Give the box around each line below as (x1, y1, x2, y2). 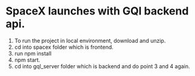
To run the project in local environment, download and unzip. (14, 37, 166, 44)
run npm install (14, 49, 52, 57)
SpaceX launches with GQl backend (5, 4, 189, 18)
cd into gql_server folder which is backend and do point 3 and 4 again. (14, 62, 191, 70)
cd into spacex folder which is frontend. (14, 43, 114, 51)
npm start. (14, 56, 40, 63)
